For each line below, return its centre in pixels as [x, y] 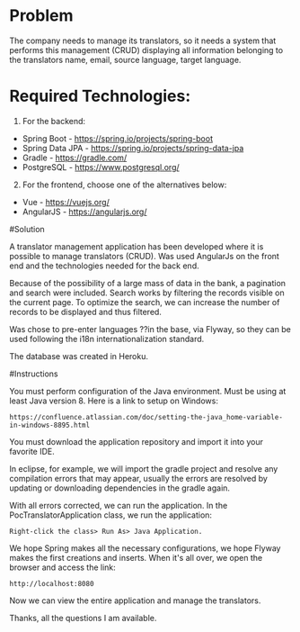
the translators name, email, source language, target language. [125, 59]
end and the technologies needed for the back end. [104, 266]
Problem [41, 16]
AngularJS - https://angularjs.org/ [84, 212]
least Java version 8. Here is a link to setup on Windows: [114, 401]
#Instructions [34, 374]
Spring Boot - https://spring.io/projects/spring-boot [118, 138]
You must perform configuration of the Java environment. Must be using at [148, 391]
